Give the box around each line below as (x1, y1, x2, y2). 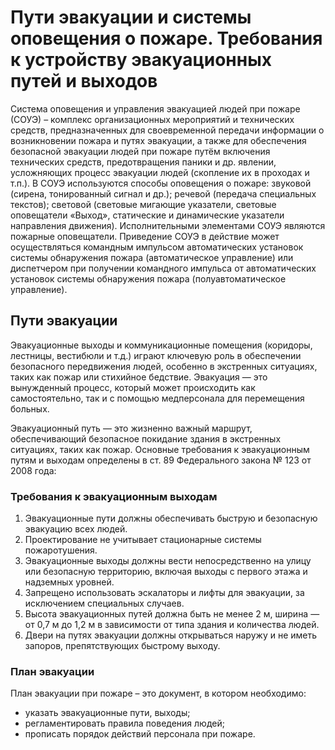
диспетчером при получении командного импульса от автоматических (10, 262, 317, 274)
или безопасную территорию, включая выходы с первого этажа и (24, 566, 308, 578)
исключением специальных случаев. (24, 597, 185, 610)
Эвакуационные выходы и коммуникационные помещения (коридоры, (10, 339, 313, 351)
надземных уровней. (24, 576, 115, 588)
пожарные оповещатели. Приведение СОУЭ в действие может (10, 230, 280, 242)
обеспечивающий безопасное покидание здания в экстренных (10, 432, 282, 445)
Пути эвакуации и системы (10, 6, 252, 29)
